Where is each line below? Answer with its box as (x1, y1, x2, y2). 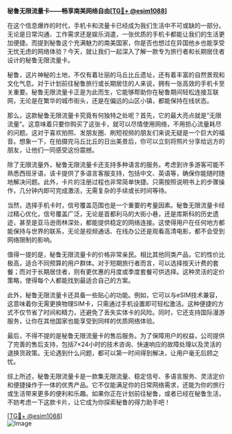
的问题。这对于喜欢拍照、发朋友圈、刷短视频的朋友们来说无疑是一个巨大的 (7, 129, 219, 137)
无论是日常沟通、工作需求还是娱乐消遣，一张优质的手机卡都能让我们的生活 (7, 30, 219, 38)
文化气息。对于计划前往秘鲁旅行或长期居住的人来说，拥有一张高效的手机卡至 (7, 79, 225, 87)
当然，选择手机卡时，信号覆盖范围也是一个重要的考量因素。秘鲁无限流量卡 (7, 201, 219, 209)
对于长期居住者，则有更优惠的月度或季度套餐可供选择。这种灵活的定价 (25, 267, 225, 276)
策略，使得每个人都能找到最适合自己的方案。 (7, 276, 135, 284)
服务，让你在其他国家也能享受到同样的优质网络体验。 (7, 317, 159, 325)
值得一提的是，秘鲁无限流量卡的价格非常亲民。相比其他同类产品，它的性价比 (7, 250, 225, 258)
